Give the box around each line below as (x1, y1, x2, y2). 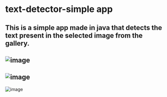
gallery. (5, 39, 30, 47)
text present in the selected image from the (5, 31, 143, 39)
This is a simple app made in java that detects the (5, 23, 162, 32)
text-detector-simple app (5, 3, 113, 15)
